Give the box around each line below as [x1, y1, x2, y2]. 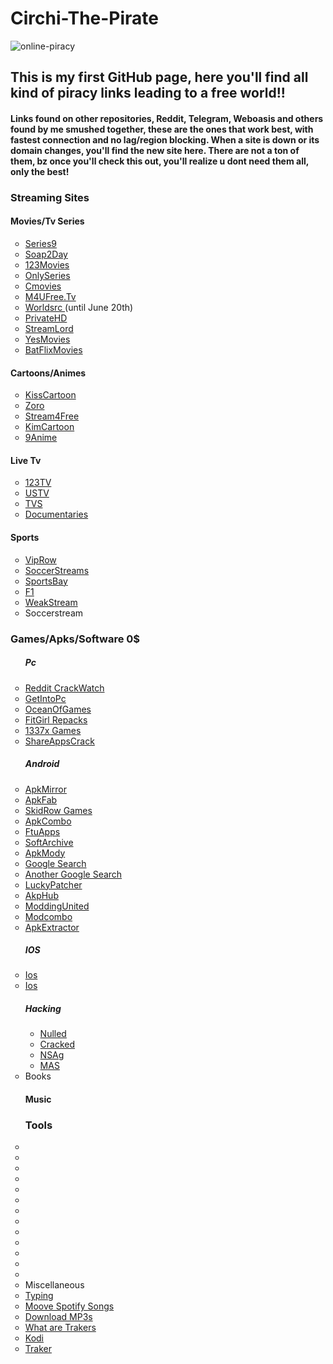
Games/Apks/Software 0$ [10, 632, 141, 646]
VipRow [24, 553, 57, 566]
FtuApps [24, 825, 61, 837]
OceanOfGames [24, 703, 92, 715]
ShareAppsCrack [24, 735, 95, 747]
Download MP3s [24, 1311, 93, 1323]
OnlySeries [24, 270, 71, 282]
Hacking [24, 1003, 62, 1015]
